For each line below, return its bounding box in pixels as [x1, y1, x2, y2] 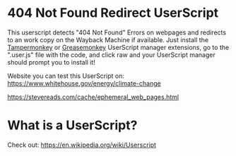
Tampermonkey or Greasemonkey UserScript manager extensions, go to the [7, 43, 230, 51]
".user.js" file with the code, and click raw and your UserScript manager [7, 51, 216, 59]
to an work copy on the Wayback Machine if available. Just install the [7, 35, 209, 44]
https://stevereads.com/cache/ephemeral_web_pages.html [7, 93, 179, 101]
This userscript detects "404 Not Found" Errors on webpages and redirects [7, 28, 227, 37]
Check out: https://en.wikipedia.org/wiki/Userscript [7, 141, 157, 149]
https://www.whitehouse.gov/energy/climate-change [7, 79, 161, 87]
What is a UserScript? [7, 117, 138, 134]
